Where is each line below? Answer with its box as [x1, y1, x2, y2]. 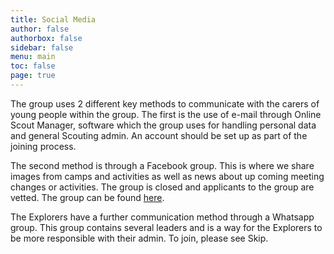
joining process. [10, 140, 77, 152]
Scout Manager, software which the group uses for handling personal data [10, 119, 317, 131]
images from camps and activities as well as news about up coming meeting [10, 170, 325, 182]
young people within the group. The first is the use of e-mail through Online [10, 108, 322, 120]
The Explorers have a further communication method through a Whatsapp [10, 211, 315, 223]
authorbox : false [10, 33, 83, 43]
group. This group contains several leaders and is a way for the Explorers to [10, 221, 323, 233]
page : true [10, 71, 56, 81]
